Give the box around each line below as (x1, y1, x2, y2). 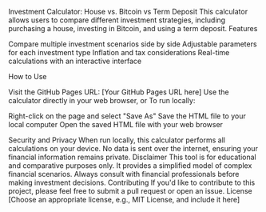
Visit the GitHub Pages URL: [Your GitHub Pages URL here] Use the (8, 87, 229, 97)
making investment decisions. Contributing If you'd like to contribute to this (8, 178, 256, 187)
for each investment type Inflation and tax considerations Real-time (8, 48, 230, 57)
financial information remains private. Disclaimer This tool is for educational (8, 152, 257, 162)
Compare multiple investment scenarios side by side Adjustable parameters (8, 39, 257, 49)
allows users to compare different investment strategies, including (8, 15, 226, 25)
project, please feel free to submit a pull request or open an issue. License (8, 186, 253, 195)
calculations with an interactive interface (8, 56, 142, 66)
